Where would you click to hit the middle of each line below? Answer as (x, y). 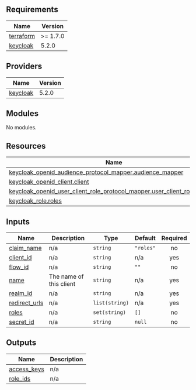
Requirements (32, 10)
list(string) (111, 303)
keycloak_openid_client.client (49, 182)
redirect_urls (26, 303)
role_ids (20, 378)
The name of (66, 276)
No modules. (21, 128)
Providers (24, 66)
